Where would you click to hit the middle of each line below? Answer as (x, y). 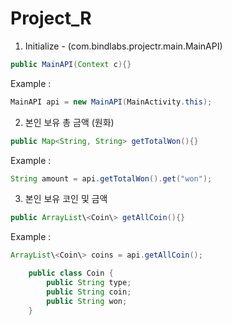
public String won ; (87, 301)
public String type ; (89, 283)
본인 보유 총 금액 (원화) (69, 122)
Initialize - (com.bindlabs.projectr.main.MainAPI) (123, 46)
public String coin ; (89, 292)
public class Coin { (71, 273)
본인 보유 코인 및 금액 (66, 199)
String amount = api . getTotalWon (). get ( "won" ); (111, 178)
